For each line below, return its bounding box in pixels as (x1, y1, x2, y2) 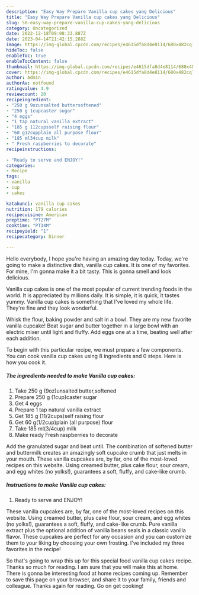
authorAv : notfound (6, 81, 54, 86)
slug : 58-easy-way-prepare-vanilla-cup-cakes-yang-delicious (6, 20, 161, 25)
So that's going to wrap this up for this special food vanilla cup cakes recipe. (6, 557, 193, 564)
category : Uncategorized (6, 25, 68, 31)
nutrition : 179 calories (6, 206, 68, 212)
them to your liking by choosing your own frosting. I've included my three (6, 539, 185, 546)
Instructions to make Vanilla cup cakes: (6, 481, 106, 488)
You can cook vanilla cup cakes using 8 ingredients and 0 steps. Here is (6, 352, 182, 359)
